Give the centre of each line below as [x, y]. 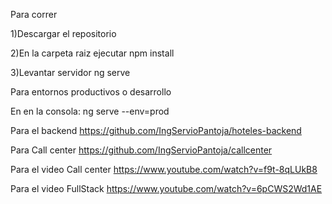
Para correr [34, 14]
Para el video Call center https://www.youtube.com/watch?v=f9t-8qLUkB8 [164, 169]
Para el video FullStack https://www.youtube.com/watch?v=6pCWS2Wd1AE [166, 188]
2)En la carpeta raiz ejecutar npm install [92, 53]
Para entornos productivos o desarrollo [91, 92]
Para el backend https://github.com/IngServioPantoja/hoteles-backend [156, 130]
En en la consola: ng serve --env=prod [90, 111]
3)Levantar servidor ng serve [70, 72]
